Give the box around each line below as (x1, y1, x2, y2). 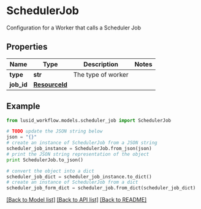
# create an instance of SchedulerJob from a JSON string (6, 140, 157, 146)
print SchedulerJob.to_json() (6, 157, 84, 163)
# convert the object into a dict (6, 168, 95, 174)
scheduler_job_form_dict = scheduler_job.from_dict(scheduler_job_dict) (6, 185, 196, 191)
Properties (6, 42, 48, 52)
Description (83, 59, 118, 68)
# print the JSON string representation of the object (6, 151, 150, 157)
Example (6, 101, 40, 112)
